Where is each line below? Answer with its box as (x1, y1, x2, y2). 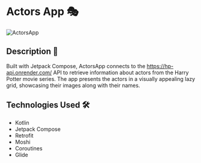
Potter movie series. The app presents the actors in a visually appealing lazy (6, 75, 196, 82)
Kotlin (14, 119, 29, 126)
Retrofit (14, 132, 34, 139)
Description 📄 (6, 46, 58, 57)
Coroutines (14, 144, 43, 152)
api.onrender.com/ (6, 69, 52, 76)
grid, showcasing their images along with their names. (6, 81, 140, 89)
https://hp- (146, 62, 174, 69)
